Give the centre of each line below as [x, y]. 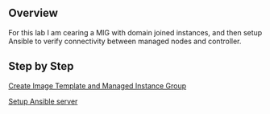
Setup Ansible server [43, 101]
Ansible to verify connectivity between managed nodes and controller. [125, 41]
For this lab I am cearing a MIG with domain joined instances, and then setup [135, 32]
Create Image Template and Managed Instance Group [98, 85]
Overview [33, 13]
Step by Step [41, 66]
